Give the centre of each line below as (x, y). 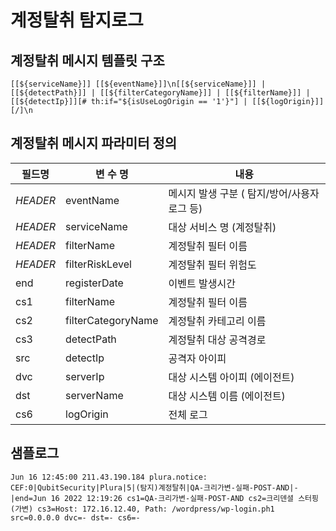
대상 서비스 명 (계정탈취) (222, 227)
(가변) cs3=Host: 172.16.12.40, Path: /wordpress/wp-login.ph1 (142, 509)
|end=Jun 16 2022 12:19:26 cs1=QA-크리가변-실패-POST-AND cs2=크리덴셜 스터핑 (164, 498)
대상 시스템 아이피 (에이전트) (231, 377)
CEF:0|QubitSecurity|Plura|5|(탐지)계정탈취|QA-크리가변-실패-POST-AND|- (154, 487)
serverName (94, 395)
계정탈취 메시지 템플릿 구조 (87, 60)
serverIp (85, 376)
